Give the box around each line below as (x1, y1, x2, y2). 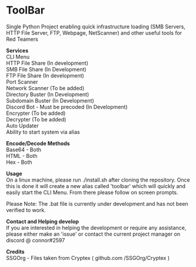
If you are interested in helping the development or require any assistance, (6, 224, 187, 231)
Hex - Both (6, 159, 32, 166)
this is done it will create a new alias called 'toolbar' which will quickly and (6, 182, 186, 189)
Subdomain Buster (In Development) (6, 97, 94, 104)
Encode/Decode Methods (6, 140, 70, 147)
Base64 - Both (6, 146, 42, 153)
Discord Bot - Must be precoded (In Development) (6, 103, 128, 110)
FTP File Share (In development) (6, 72, 84, 79)
